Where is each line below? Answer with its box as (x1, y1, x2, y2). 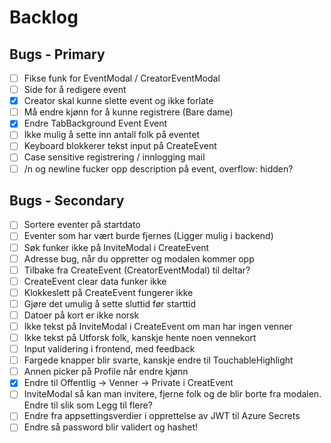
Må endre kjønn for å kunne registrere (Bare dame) (23, 106, 234, 118)
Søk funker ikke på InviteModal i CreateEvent (23, 241, 210, 253)
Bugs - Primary (9, 46, 106, 63)
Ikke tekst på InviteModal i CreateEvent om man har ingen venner (23, 320, 293, 332)
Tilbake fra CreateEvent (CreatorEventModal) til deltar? (23, 264, 251, 276)
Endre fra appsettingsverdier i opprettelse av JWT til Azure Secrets (23, 410, 301, 422)
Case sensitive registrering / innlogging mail (23, 151, 206, 163)
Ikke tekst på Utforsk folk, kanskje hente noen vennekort (23, 332, 257, 343)
